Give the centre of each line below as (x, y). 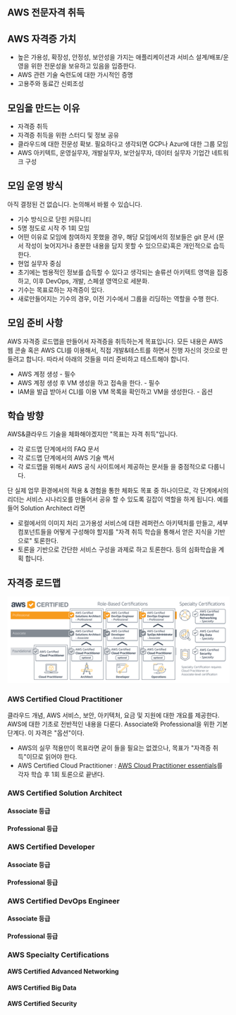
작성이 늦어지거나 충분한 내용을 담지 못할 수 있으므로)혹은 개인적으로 (118, 245)
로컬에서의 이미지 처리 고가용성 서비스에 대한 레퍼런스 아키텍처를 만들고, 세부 (123, 523)
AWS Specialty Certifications (58, 954)
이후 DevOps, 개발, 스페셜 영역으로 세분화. (91, 281)
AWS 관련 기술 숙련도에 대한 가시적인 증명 (75, 75)
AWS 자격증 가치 (42, 38)
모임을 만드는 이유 (44, 108)
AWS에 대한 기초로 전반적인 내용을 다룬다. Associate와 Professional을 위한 (111, 724)
